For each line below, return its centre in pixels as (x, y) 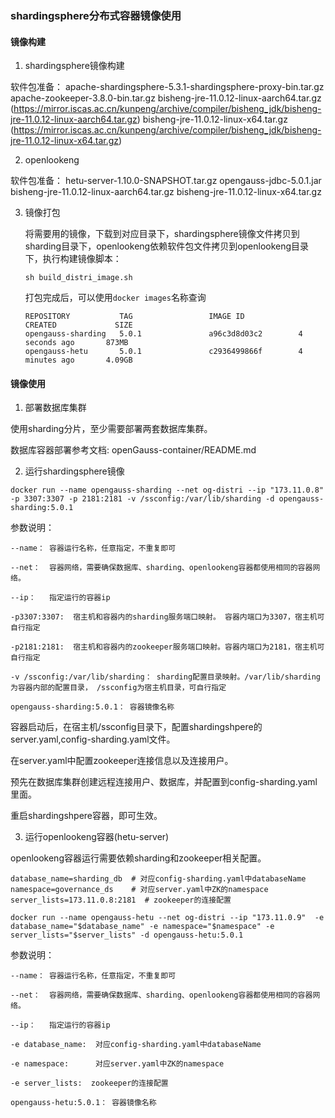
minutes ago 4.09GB (78, 360)
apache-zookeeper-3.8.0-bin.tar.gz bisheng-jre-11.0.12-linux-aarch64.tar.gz (166, 98)
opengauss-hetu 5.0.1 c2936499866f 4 (163, 352)
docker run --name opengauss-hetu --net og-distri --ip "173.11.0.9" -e (167, 918)
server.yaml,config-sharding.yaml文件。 (93, 739)
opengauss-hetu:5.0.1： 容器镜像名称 (83, 1103)
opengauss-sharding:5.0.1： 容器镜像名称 (92, 707)
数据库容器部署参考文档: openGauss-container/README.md (133, 450)
